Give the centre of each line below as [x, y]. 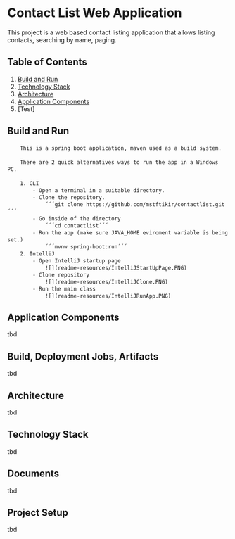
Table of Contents [47, 62]
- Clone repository [61, 275]
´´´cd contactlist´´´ [77, 226]
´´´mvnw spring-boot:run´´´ [86, 247]
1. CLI [30, 183]
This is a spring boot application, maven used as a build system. [121, 148]
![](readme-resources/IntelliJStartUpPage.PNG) [116, 268]
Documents [33, 474]
